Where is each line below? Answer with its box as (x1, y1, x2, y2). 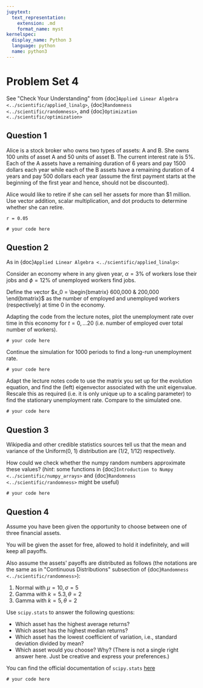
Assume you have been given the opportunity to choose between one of (6, 523, 187, 530)
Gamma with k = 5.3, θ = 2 (15, 590, 82, 598)
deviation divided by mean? (15, 639, 84, 647)
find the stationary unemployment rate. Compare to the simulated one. (6, 397, 182, 404)
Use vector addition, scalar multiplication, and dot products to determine (6, 197, 188, 204)
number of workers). (6, 326, 58, 333)
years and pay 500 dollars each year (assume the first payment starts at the (6, 172, 196, 180)
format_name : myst (17, 26, 64, 32)
